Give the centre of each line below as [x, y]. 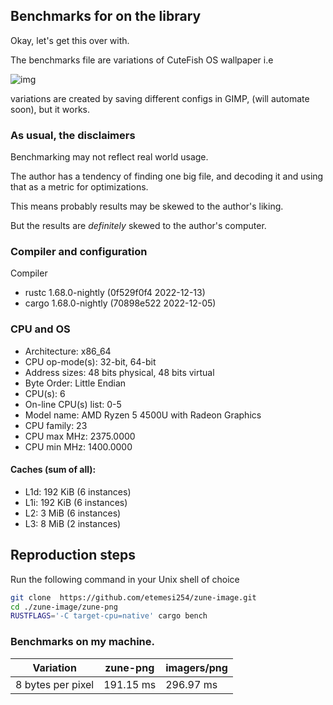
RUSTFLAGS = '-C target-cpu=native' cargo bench [109, 616]
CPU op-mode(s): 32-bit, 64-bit [90, 361]
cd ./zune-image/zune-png [64, 607]
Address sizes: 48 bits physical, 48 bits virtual [119, 372]
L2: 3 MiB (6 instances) [73, 513]
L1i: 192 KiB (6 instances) [76, 502]
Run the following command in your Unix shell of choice [125, 579]
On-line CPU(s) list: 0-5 [73, 404]
